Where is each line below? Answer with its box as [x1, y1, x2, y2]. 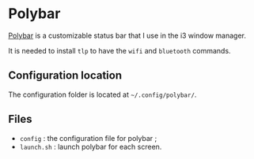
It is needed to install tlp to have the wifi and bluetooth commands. [8, 46, 231, 55]
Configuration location [8, 68, 123, 83]
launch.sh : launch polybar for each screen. [19, 142, 162, 151]
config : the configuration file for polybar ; [19, 133, 157, 142]
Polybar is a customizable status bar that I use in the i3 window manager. [8, 31, 247, 40]
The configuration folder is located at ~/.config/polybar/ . [8, 90, 197, 99]
